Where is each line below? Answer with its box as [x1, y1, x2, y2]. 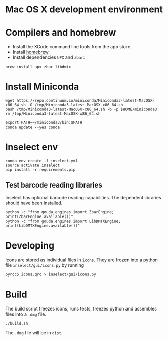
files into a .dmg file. [5, 311, 47, 317]
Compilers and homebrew [5, 27, 116, 39]
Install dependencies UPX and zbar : [12, 54, 85, 60]
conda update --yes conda [5, 125, 60, 130]
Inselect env [5, 141, 58, 153]
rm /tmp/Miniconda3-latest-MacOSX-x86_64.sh [5, 111, 101, 116]
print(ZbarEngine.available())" [5, 214, 73, 219]
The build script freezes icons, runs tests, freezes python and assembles [5, 305, 157, 312]
